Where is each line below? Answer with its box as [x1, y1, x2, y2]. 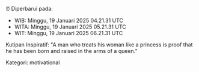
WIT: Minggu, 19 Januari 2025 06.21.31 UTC [14, 30, 123, 36]
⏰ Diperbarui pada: [5, 5, 54, 12]
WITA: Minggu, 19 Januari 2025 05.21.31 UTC [14, 23, 127, 30]
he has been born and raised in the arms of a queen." [5, 48, 138, 54]
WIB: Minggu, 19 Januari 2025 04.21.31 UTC [14, 17, 124, 24]
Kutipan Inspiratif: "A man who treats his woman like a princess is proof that [5, 41, 193, 48]
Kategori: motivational [5, 59, 60, 66]
